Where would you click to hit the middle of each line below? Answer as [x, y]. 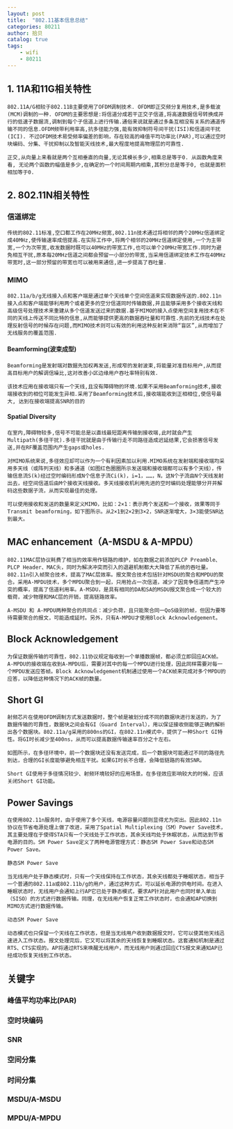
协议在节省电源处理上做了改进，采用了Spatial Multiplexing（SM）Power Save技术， [116, 828]
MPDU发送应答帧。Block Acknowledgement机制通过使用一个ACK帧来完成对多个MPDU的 [119, 671]
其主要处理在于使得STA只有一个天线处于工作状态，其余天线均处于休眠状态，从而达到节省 [115, 835]
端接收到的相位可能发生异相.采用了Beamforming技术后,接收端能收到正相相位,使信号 [112, 394]
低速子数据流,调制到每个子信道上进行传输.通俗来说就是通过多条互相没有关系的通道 [119, 122]
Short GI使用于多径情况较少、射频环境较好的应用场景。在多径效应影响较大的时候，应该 [115, 774]
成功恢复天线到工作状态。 [43, 955]
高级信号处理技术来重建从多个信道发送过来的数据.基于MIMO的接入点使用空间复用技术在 [113, 311]
